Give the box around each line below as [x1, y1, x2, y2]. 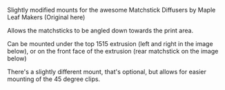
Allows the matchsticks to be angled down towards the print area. [7, 27, 194, 34]
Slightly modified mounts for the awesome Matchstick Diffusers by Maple [7, 6, 216, 14]
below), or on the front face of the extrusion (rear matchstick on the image [7, 47, 219, 55]
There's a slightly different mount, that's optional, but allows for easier [7, 68, 207, 76]
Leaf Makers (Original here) [7, 13, 86, 21]
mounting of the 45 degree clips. [7, 75, 101, 83]
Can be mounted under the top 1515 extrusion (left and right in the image [7, 40, 213, 47]
